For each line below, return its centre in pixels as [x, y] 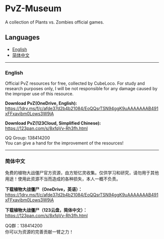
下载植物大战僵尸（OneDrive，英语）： [44, 190]
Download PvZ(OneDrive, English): [41, 103]
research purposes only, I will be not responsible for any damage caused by [81, 89]
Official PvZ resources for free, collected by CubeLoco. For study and [75, 83]
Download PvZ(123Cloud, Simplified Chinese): [53, 123]
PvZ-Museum [33, 9]
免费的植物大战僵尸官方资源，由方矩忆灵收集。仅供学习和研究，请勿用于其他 [82, 173]
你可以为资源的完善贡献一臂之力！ [39, 232]
